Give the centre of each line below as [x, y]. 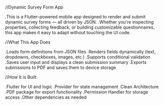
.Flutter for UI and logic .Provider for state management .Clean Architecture [82, 87]
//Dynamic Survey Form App [34, 7]
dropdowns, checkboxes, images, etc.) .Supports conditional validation [78, 57]
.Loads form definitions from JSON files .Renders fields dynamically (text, [80, 52]
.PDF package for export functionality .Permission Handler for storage [77, 92]
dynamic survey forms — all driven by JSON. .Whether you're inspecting [80, 22]
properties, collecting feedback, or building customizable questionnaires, [80, 27]
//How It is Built [21, 77]
